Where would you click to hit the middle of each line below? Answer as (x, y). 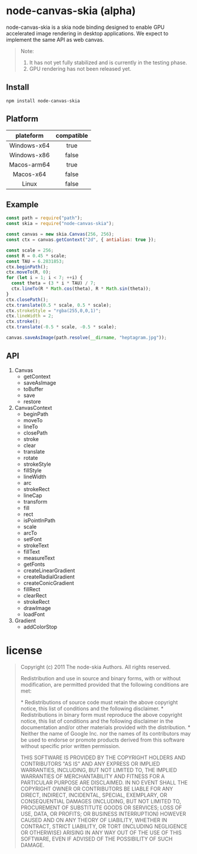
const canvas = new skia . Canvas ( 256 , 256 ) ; (60, 234)
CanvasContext (33, 408)
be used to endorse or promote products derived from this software (103, 740)
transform (35, 501)
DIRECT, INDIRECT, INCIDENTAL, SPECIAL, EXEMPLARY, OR (94, 795)
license (24, 651)
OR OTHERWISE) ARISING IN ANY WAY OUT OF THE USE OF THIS (101, 832)
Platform (22, 119)
